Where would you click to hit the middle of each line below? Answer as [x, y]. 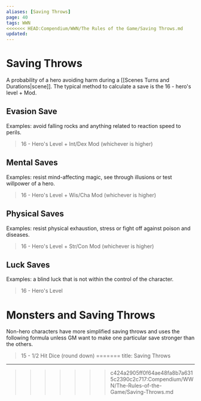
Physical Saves [35, 214]
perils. [14, 132]
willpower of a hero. [31, 183]
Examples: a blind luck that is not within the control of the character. [90, 279]
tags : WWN [19, 23]
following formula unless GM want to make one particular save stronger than [100, 338]
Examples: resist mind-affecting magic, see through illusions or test [89, 177]
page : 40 [17, 17]
